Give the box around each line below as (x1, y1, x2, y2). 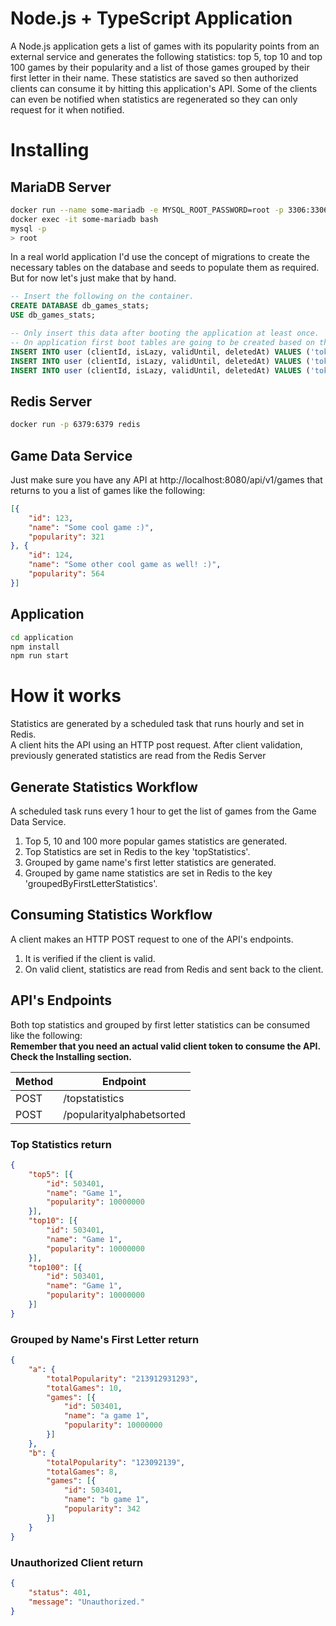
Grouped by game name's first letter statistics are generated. (24, 857, 277, 868)
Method (15, 1074, 54, 1088)
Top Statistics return (10, 1137, 112, 1151)
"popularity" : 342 (63, 1504, 141, 1514)
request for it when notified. (10, 103, 125, 116)
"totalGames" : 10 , (46, 1383, 123, 1393)
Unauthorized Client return (10, 1555, 144, 1569)
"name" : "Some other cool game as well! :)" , (28, 560, 222, 570)
